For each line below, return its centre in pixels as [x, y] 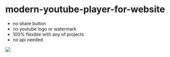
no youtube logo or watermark [45, 28]
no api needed [28, 40]
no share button [29, 23]
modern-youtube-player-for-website [85, 9]
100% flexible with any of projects [48, 34]
